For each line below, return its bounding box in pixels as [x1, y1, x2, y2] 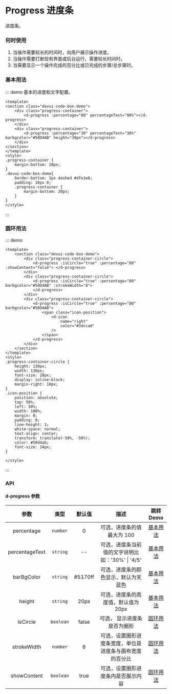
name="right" [60, 319, 88, 324]
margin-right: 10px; [14, 382, 58, 387]
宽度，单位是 [111, 640, 142, 647]
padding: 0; [14, 418, 40, 423]
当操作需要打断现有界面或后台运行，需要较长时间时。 [12, 56, 125, 62]
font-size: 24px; [14, 444, 52, 449]
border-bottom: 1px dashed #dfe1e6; [14, 175, 93, 181]
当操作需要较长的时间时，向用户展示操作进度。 [12, 49, 112, 55]
